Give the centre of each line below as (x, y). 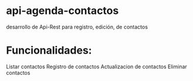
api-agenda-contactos (62, 11)
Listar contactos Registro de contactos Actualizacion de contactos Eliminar (97, 66)
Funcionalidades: (49, 50)
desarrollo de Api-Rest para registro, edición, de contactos (77, 27)
